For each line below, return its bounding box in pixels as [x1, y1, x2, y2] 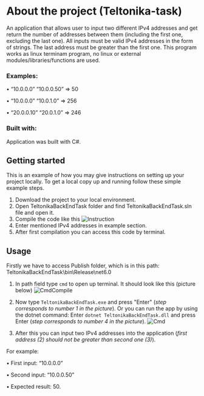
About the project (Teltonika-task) [6, 4, 182, 18]
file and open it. [15, 209, 55, 216]
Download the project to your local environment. [15, 196, 136, 204]
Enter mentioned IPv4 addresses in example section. [15, 222, 147, 229]
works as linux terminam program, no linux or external [6, 50, 141, 57]
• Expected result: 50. [6, 383, 61, 391]
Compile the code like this [15, 215, 81, 223]
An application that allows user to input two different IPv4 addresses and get [6, 24, 198, 32]
